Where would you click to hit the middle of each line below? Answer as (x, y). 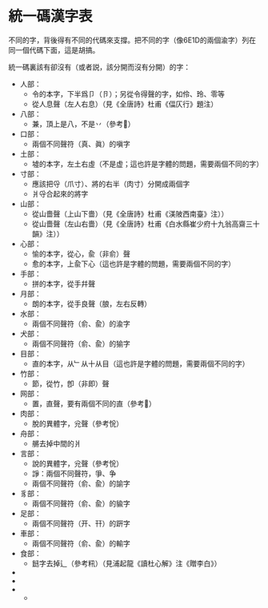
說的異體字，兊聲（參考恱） (78, 463)
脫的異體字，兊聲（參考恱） (78, 423)
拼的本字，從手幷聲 (64, 284)
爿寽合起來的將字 (60, 193)
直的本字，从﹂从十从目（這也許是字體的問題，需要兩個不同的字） (140, 364)
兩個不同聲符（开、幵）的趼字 (81, 523)
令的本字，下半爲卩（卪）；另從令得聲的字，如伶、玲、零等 (128, 93)
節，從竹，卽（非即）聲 (70, 383)
